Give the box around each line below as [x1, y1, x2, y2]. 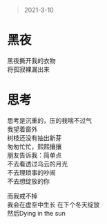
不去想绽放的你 [7, 177, 50, 185]
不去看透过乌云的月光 [7, 160, 68, 168]
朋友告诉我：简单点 [7, 150, 62, 159]
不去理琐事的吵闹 [7, 168, 56, 176]
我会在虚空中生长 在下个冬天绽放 [7, 200, 100, 209]
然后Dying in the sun [7, 209, 66, 217]
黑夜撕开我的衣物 [7, 56, 56, 64]
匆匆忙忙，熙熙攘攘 [7, 142, 62, 150]
